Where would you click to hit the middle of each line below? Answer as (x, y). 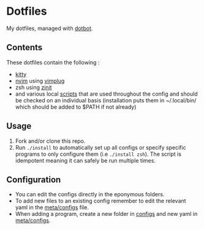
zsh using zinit (33, 87)
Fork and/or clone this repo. (50, 141)
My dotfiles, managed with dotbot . (50, 28)
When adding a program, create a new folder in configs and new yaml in (106, 214)
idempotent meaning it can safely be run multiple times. (85, 160)
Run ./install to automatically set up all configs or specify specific (100, 147)
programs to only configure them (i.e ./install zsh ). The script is (98, 154)
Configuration (34, 179)
